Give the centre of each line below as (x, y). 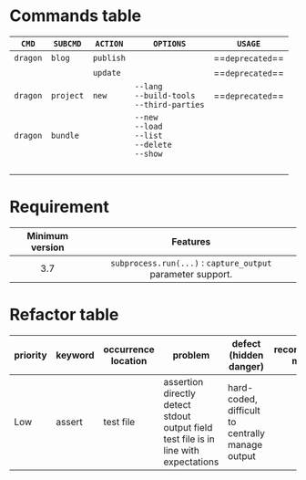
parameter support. (191, 274)
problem (191, 355)
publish (109, 57)
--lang (148, 86)
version (48, 247)
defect (246, 343)
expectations (191, 462)
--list (148, 135)
